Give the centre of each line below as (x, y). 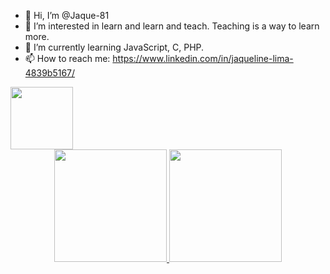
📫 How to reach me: (67, 58)
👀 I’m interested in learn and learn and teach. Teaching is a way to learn (172, 26)
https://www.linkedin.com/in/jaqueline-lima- (203, 58)
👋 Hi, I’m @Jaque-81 (67, 15)
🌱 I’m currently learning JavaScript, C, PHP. (114, 47)
